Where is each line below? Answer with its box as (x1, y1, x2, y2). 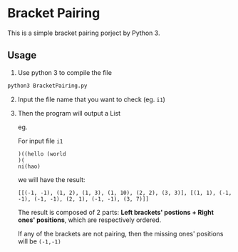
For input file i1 (17, 136, 63, 145)
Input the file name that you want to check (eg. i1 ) (17, 95, 166, 104)
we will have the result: (17, 175, 86, 183)
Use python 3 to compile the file (17, 68, 113, 76)
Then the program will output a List (17, 109, 121, 117)
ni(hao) (17, 163, 41, 170)
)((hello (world (17, 150, 66, 158)
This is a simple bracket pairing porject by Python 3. (7, 29, 160, 37)
